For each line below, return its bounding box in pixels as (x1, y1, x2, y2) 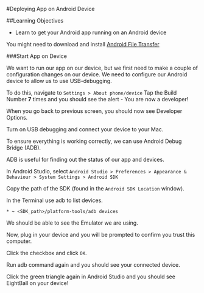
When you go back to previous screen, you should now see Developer (6, 107, 183, 115)
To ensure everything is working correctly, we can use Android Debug (6, 137, 182, 145)
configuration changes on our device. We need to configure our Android (6, 71, 188, 78)
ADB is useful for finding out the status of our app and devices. (6, 156, 164, 163)
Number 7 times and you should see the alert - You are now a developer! (6, 96, 189, 103)
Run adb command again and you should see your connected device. (6, 261, 181, 268)
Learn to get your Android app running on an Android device (15, 29, 167, 36)
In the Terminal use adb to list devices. (6, 197, 104, 204)
